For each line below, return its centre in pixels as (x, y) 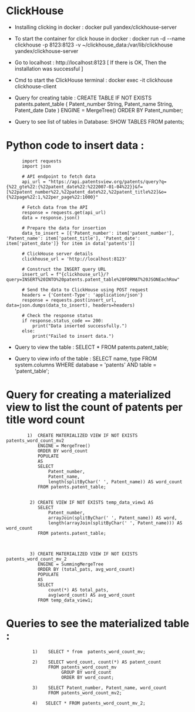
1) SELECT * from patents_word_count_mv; (89, 651)
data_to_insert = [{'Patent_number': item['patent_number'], (98, 233)
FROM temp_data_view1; (65, 600)
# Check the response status (57, 315)
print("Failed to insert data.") (73, 336)
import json (36, 166)
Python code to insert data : (75, 146)
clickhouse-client (36, 86)
